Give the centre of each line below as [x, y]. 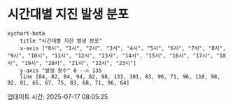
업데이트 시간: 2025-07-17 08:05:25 [58, 97]
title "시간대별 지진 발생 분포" [61, 41]
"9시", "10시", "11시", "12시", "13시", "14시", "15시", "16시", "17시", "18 [116, 56]
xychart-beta [26, 33]
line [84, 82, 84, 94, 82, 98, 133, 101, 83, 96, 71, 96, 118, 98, [120, 77]
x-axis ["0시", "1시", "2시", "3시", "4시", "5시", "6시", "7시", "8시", [123, 48]
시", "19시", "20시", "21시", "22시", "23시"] [72, 63]
